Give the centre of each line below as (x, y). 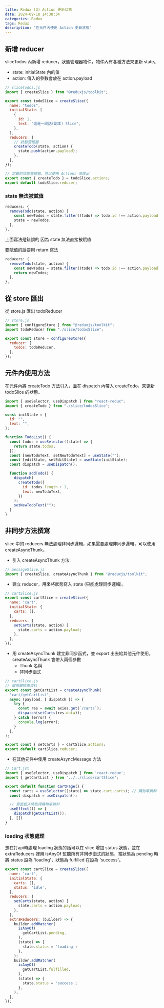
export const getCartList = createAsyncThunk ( (53, 690)
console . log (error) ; (39, 722)
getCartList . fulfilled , (47, 970)
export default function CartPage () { (44, 786)
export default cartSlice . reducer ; (41, 749)
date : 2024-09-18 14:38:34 (32, 14)
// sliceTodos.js (23, 87)
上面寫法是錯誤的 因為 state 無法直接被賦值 (48, 239)
